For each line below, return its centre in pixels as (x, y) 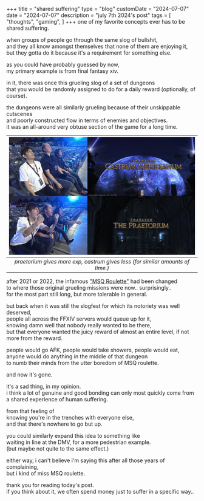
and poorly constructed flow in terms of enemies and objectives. (87, 120)
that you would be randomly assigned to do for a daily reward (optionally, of (101, 89)
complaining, (22, 467)
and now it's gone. (29, 375)
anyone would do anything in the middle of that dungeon (77, 356)
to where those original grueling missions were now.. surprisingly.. (89, 288)
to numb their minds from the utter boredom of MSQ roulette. (83, 363)
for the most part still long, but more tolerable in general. (77, 295)
